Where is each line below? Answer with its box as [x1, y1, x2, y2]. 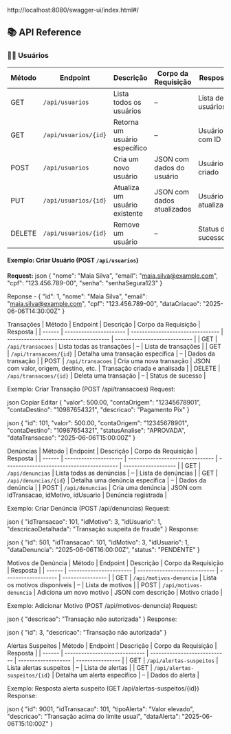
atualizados [154, 204, 192, 214]
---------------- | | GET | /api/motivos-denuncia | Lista [62, 573, 217, 582]
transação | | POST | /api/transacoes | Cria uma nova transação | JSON [7, 356, 211, 365]
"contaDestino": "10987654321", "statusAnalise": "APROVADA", [7, 426, 186, 434]
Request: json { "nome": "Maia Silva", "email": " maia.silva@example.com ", [7, 272, 219, 280]
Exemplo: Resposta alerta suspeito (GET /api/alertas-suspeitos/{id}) [7, 684, 199, 692]
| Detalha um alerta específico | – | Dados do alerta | [52, 671, 199, 679]
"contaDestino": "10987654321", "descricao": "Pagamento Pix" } [7, 405, 190, 414]
